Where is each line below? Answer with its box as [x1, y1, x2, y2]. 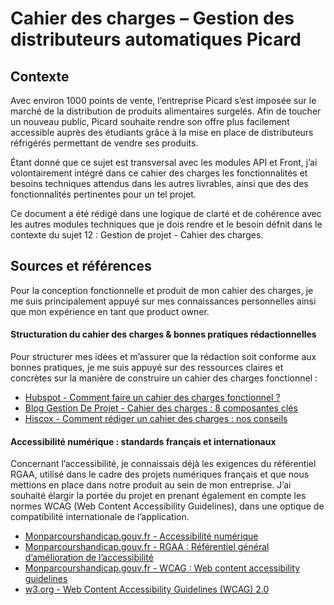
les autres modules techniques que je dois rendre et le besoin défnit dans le [10, 218, 323, 230]
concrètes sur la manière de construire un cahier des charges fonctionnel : [10, 372, 318, 384]
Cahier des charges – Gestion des [10, 7, 295, 30]
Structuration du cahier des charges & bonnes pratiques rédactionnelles [10, 328, 317, 341]
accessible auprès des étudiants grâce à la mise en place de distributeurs [10, 127, 314, 138]
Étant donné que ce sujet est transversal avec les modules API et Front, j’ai [10, 157, 318, 168]
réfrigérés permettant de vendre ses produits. [10, 137, 199, 149]
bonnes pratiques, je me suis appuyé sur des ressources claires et [10, 362, 284, 374]
